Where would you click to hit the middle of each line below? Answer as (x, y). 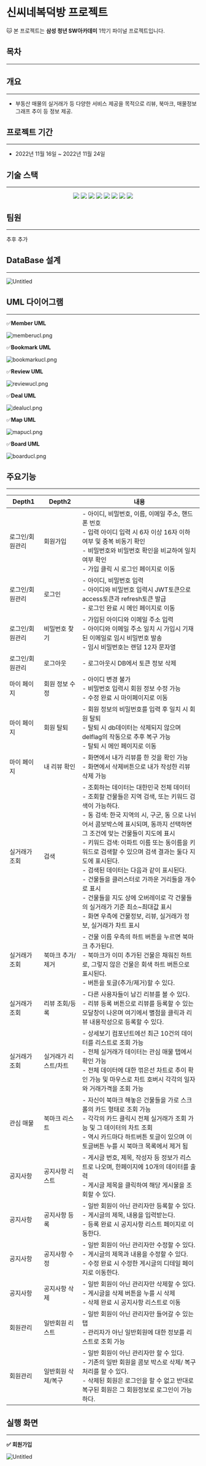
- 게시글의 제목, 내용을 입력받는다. (128, 1215)
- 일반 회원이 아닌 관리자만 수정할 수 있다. (139, 1245)
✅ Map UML (21, 419)
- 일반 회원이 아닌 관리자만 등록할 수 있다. (139, 1206)
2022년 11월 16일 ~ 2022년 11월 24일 (60, 154)
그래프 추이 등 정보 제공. (44, 111)
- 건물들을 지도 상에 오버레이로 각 (128, 898)
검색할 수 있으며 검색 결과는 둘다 (144, 852)
